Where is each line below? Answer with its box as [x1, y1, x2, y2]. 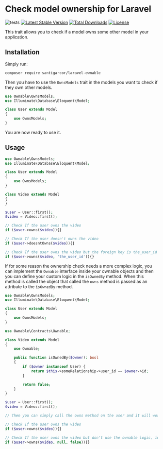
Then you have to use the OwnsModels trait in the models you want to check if [5, 79, 158, 85]
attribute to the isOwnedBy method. [5, 283, 73, 290]
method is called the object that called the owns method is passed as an [5, 278, 147, 284]
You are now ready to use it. [5, 129, 62, 135]
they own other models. [5, 84, 52, 90]
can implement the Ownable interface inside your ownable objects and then [5, 268, 154, 274]
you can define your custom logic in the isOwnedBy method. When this [5, 273, 144, 279]
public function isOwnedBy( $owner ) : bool [14, 355, 98, 360]
